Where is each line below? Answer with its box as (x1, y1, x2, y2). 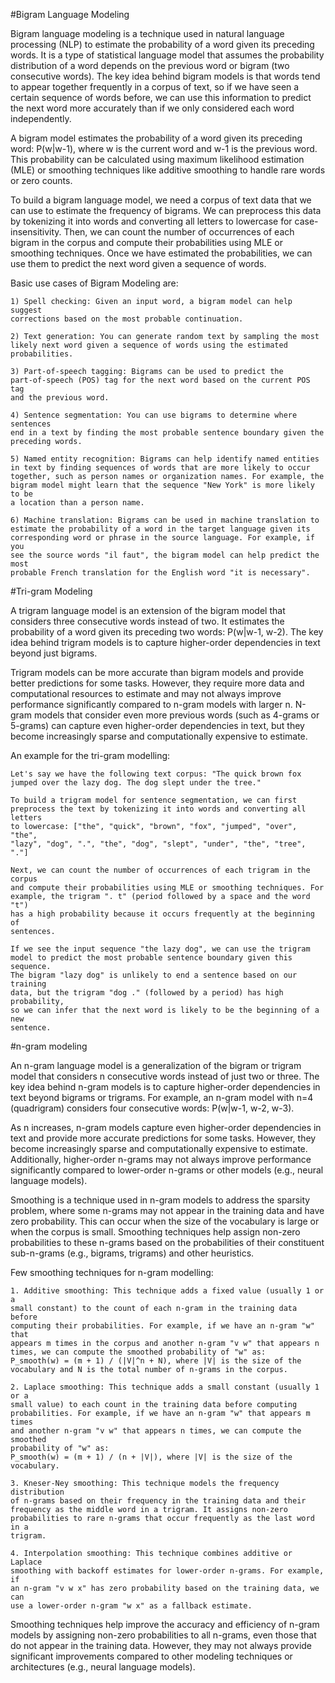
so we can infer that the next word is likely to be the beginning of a (10, 1005, 320, 1015)
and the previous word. (10, 393, 110, 403)
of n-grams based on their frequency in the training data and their (10, 1496, 307, 1506)
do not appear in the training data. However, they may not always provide (10, 1640, 313, 1651)
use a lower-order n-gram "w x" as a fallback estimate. (10, 1601, 253, 1611)
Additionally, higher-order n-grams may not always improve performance (10, 1154, 312, 1165)
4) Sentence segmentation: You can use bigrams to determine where (10, 410, 298, 420)
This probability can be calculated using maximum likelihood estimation (10, 154, 305, 165)
